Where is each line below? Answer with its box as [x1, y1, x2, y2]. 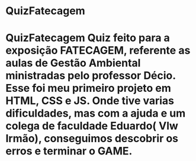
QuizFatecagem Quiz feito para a [5, 31, 170, 45]
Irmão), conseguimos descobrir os [5, 132, 179, 146]
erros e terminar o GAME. [5, 144, 133, 158]
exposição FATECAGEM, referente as [5, 44, 191, 57]
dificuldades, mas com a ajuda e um [5, 107, 186, 120]
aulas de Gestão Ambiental [5, 56, 141, 70]
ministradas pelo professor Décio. [5, 69, 176, 82]
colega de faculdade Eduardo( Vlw [5, 120, 179, 133]
